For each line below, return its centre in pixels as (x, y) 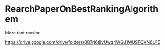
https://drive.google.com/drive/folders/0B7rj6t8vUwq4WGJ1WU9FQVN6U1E (82, 42)
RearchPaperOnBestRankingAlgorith (82, 9)
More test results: (23, 33)
